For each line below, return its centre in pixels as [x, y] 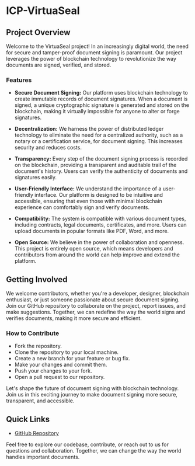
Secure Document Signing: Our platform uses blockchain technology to [101, 93]
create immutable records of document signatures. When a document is [101, 99]
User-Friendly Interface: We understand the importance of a [88, 189]
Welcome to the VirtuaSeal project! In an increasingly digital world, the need [97, 46]
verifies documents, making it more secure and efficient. [74, 318]
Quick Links [28, 419]
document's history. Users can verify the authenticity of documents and [101, 171]
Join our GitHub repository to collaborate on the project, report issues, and [96, 306]
